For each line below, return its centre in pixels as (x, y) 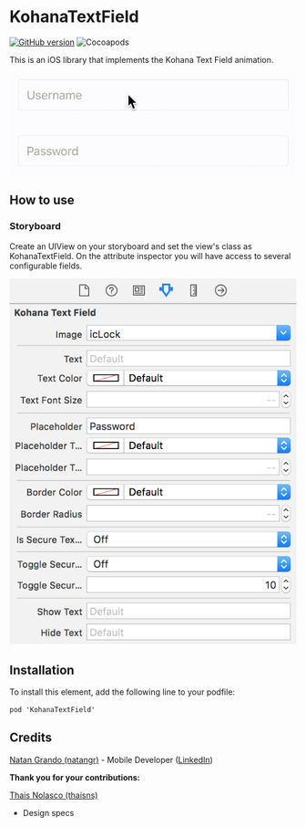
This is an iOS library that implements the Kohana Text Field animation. (142, 59)
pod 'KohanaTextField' (52, 710)
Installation (42, 670)
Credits (31, 738)
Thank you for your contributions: (75, 777)
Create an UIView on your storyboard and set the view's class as (131, 246)
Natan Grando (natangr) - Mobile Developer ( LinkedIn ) (112, 759)
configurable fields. (46, 266)
